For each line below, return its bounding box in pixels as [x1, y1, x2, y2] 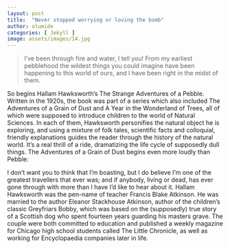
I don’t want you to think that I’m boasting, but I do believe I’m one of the [7, 169, 211, 177]
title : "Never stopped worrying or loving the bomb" [7, 16, 165, 23]
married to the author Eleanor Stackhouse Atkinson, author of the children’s [7, 198, 221, 206]
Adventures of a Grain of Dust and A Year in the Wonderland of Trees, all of [7, 104, 220, 112]
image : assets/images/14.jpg [7, 36, 91, 43]
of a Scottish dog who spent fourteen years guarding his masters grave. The [7, 212, 223, 220]
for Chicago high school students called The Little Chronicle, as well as [7, 227, 208, 235]
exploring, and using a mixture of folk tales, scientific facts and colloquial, [7, 126, 216, 134]
